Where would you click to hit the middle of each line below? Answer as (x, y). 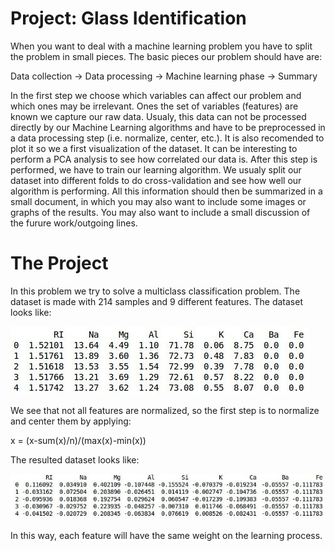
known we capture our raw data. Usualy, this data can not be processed (158, 116)
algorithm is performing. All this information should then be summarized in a (166, 191)
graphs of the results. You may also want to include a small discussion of (160, 212)
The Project (59, 263)
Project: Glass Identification (128, 18)
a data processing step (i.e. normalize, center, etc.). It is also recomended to (167, 138)
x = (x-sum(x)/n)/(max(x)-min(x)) (78, 440)
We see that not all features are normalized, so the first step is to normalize (165, 410)
